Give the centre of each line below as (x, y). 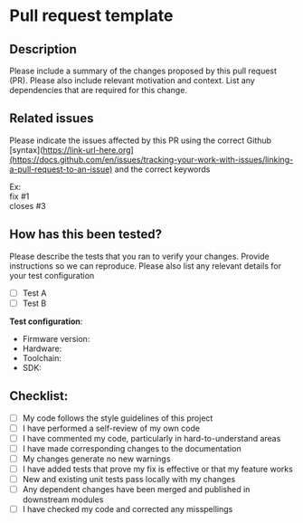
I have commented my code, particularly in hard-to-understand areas (151, 438)
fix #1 (19, 196)
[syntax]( (26, 149)
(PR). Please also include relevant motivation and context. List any (132, 81)
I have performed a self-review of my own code (111, 428)
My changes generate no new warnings (96, 459)
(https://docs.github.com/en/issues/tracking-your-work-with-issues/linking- (151, 159)
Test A (34, 293)
